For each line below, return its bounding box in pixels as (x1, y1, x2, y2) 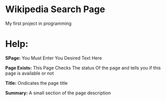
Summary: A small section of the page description (5, 90, 111, 96)
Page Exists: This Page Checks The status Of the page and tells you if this (5, 64, 161, 71)
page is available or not (5, 70, 54, 76)
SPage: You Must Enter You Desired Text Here (5, 55, 103, 61)
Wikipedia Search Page (5, 4, 106, 15)
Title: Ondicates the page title (5, 80, 68, 86)
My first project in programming (5, 20, 72, 26)
